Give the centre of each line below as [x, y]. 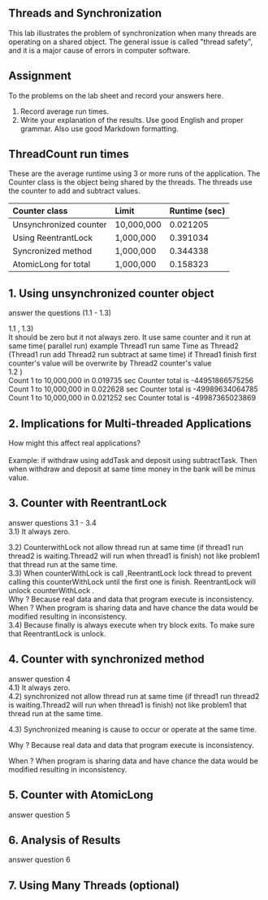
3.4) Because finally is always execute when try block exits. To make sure [132, 625]
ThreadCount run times [69, 154]
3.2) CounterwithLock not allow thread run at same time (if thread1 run [126, 547]
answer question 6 [39, 860]
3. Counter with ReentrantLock [88, 503]
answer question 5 [39, 815]
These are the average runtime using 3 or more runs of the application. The [134, 173]
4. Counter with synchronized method [106, 660]
